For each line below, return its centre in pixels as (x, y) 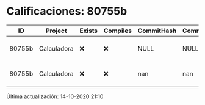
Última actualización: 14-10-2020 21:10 (55, 96)
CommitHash (157, 31)
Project (56, 31)
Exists (89, 31)
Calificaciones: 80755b (67, 11)
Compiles (118, 31)
